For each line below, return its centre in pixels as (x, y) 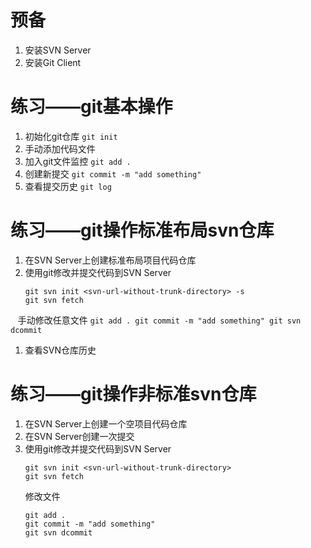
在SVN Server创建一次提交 (79, 436)
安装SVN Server (58, 50)
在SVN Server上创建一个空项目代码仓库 (106, 423)
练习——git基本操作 (91, 107)
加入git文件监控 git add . (78, 161)
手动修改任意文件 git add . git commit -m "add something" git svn (159, 320)
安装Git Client (53, 62)
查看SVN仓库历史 (60, 350)
